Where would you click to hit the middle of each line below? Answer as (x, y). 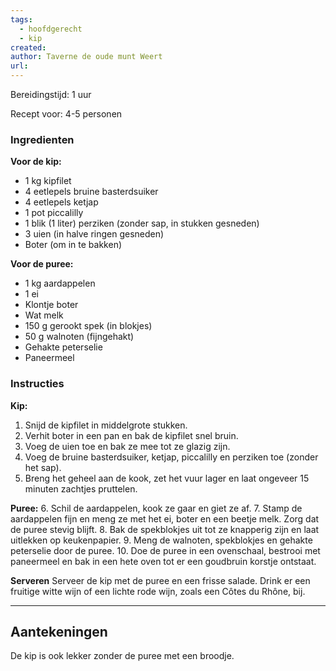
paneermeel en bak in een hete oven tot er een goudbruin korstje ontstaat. (163, 561)
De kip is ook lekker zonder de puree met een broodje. (122, 656)
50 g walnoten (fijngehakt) (79, 337)
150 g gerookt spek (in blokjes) (88, 326)
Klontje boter (51, 305)
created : (28, 47)
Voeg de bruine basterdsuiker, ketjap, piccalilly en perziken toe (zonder (171, 457)
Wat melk (44, 315)
